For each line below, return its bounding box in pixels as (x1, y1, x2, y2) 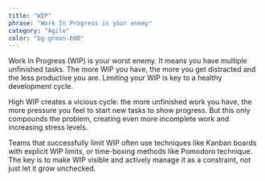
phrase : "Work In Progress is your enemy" (8, 19, 153, 27)
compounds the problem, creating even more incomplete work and (8, 114, 230, 124)
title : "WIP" (8, 11, 52, 20)
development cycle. (8, 82, 74, 91)
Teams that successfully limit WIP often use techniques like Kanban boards (8, 138, 257, 148)
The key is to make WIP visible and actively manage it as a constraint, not (8, 155, 251, 165)
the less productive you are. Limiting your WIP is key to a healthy (8, 73, 222, 82)
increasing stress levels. (8, 123, 88, 132)
